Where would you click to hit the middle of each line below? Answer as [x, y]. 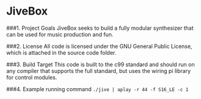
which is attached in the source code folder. [62, 52]
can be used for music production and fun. [60, 34]
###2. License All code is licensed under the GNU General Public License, [99, 46]
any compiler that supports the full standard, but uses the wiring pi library [98, 70]
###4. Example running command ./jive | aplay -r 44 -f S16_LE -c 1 [97, 89]
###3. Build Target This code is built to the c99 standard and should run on [100, 64]
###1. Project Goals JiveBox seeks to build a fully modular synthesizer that [100, 28]
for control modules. [32, 77]
